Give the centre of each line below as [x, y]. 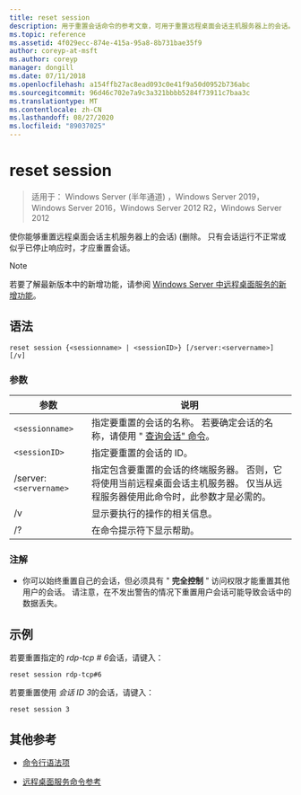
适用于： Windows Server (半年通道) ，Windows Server [134, 196]
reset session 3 [39, 710]
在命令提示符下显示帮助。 [145, 531]
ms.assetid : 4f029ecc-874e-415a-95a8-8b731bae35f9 [106, 43]
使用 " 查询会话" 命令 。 [166, 437]
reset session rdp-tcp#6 [56, 675]
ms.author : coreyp [43, 59]
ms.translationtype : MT [54, 101]
